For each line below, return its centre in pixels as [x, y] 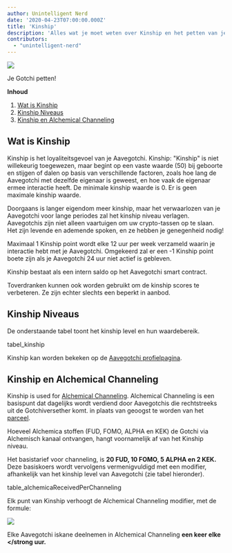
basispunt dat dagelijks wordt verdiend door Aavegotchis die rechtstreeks [112, 403]
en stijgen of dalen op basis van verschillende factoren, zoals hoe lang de [112, 173]
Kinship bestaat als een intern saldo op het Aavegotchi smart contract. [107, 272]
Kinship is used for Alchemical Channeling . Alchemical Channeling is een [111, 396]
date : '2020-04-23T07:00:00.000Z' [57, 20]
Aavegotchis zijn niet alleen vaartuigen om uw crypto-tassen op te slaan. [111, 223]
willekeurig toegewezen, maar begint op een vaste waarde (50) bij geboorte [115, 165]
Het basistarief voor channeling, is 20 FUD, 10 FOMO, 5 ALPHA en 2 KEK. [112, 460]
